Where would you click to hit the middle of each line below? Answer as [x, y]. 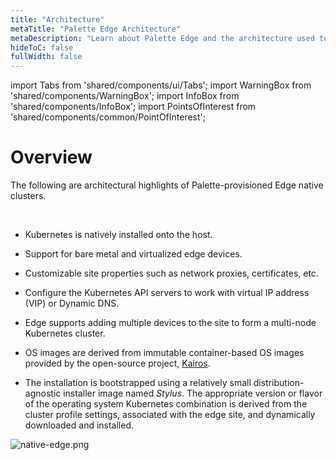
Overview [51, 157]
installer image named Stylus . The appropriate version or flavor [193, 393]
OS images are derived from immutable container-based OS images [164, 353]
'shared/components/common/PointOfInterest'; [108, 117]
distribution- [279, 383]
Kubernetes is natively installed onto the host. [118, 235]
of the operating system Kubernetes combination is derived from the [166, 404]
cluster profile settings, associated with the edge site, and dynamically [170, 415]
